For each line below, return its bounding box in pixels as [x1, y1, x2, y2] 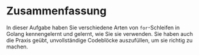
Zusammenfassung [6, 4, 107, 18]
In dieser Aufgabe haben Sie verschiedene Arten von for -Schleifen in [6, 24, 180, 31]
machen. [6, 43, 29, 50]
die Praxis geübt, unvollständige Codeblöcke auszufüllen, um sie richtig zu [6, 36, 193, 44]
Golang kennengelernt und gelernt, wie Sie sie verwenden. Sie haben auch [6, 30, 193, 37]
